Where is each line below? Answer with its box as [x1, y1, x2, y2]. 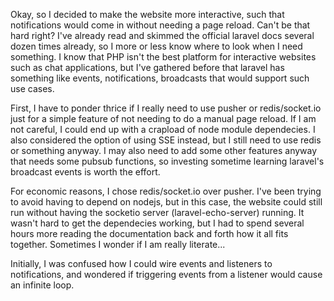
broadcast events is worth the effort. [10, 166, 161, 178]
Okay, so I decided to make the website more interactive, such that [10, 9, 285, 20]
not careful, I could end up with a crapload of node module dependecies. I [10, 124, 316, 135]
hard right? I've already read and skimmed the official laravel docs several [10, 30, 315, 41]
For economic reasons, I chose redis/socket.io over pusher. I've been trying [10, 185, 322, 197]
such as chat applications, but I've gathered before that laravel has [10, 62, 285, 73]
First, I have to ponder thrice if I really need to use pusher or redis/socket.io [10, 102, 322, 114]
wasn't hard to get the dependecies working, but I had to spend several [10, 217, 305, 229]
